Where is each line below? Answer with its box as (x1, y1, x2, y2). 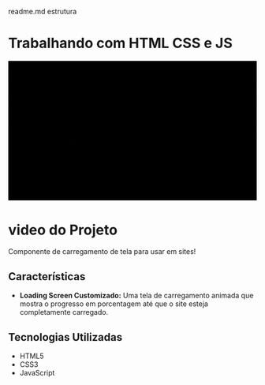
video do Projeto (8, 221, 118, 239)
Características (8, 270, 86, 283)
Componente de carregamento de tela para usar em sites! (8, 247, 196, 256)
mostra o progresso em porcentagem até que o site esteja (19, 299, 209, 308)
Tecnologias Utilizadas (8, 331, 123, 344)
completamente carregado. (19, 308, 109, 317)
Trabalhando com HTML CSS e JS (8, 35, 233, 52)
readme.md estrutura (8, 7, 77, 16)
